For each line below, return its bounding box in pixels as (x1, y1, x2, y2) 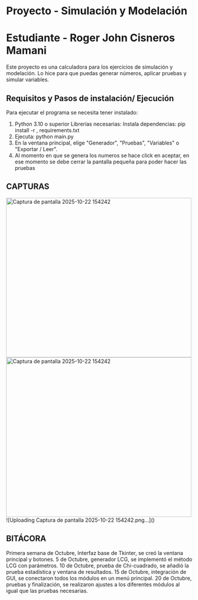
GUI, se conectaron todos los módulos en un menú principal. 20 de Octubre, (6, 575, 192, 582)
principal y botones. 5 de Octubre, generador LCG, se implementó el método (6, 556, 193, 563)
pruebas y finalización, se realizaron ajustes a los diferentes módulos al (6, 580, 180, 588)
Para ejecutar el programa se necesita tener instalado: (6, 108, 138, 116)
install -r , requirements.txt (14, 126, 80, 134)
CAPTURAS (6, 182, 50, 192)
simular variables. (6, 76, 49, 84)
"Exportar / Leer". (14, 145, 58, 152)
